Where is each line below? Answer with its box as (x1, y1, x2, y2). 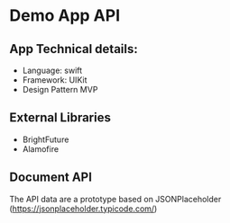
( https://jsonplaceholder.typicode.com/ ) (9, 203, 158, 214)
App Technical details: (9, 41, 138, 57)
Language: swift (22, 65, 83, 76)
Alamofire (22, 143, 60, 154)
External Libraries (9, 110, 111, 126)
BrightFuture (22, 134, 69, 145)
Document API (9, 170, 93, 185)
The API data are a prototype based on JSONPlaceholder (9, 193, 222, 204)
